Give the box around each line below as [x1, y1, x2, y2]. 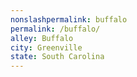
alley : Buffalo [10, 33, 74, 43]
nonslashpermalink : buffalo [10, 14, 128, 25]
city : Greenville [10, 42, 83, 53]
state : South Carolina [10, 52, 105, 62]
